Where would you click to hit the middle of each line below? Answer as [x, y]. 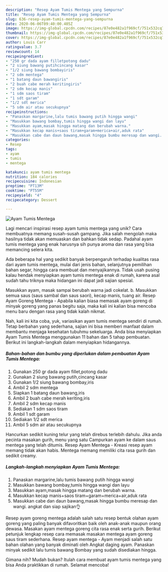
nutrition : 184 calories [31, 177]
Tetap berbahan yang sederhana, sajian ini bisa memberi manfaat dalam [80, 326]
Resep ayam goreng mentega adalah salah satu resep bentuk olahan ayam [82, 518]
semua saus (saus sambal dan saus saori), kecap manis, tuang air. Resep [81, 295]
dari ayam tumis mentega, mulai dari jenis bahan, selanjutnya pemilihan [79, 264]
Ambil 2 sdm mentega [35, 387]
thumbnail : [17, 33]
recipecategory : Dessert [31, 200]
